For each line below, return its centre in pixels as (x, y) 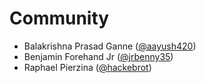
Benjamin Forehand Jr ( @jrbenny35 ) (98, 56)
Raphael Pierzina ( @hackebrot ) (87, 67)
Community (59, 18)
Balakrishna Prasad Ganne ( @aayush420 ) (110, 46)
